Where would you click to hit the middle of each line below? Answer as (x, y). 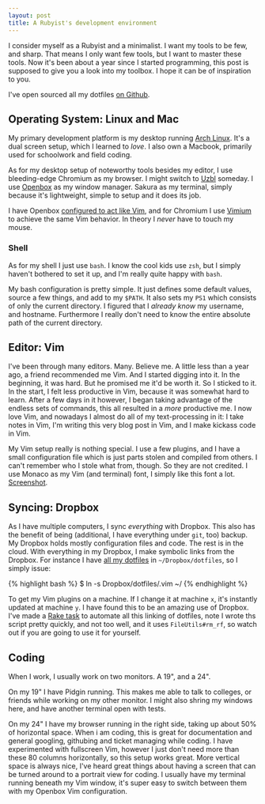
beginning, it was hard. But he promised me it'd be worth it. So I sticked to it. (132, 383)
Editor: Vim (36, 347)
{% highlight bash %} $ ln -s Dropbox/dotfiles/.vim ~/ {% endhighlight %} (128, 584)
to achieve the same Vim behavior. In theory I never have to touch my (121, 219)
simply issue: (30, 568)
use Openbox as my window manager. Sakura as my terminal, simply (120, 187)
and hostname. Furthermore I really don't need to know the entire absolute (129, 314)
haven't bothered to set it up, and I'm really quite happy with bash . (115, 274)
